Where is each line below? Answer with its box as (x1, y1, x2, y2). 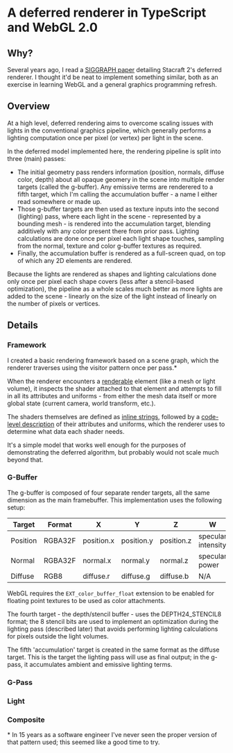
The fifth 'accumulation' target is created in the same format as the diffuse (7, 645, 220, 654)
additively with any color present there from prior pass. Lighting (17, 227, 200, 235)
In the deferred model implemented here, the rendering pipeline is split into (7, 147, 221, 155)
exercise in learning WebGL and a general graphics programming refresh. (7, 81, 217, 88)
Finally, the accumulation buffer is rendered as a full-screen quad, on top (17, 248, 226, 257)
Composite (7, 715, 45, 725)
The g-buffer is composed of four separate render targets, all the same (7, 488, 210, 497)
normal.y (121, 555, 150, 565)
